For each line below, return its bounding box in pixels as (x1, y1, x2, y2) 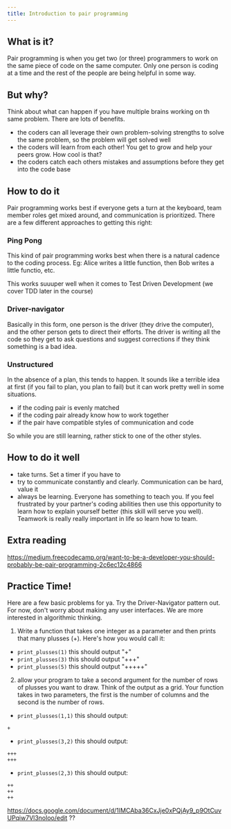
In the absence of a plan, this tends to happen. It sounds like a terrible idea (7, 375, 220, 384)
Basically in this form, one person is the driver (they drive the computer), (7, 320, 214, 328)
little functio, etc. (7, 266, 55, 275)
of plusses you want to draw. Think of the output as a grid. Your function (17, 683, 224, 692)
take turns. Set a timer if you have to (17, 470, 121, 479)
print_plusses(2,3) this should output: (17, 769, 129, 777)
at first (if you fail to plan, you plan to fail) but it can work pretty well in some (7, 382, 225, 391)
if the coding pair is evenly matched (17, 403, 120, 411)
